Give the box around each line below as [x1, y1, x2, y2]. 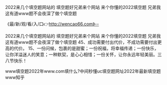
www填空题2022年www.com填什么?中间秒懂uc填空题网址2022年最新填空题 [5, 68, 161, 74]
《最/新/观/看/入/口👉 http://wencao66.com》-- [5, 21, 99, 27]
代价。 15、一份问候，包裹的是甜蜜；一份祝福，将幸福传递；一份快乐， [13, 45, 159, 51]
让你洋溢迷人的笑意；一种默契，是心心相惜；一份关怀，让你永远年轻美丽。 [5, 51, 158, 57]
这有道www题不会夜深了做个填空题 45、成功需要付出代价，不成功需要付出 [5, 39, 158, 45]
